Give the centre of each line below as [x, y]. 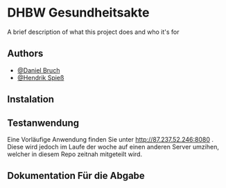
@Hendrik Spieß [41, 77]
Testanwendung [43, 123]
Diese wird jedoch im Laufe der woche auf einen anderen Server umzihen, [113, 147]
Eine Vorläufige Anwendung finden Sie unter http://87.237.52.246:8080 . [110, 139]
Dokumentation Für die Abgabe [76, 176]
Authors [25, 54]
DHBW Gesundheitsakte [78, 13]
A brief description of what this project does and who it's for [93, 32]
